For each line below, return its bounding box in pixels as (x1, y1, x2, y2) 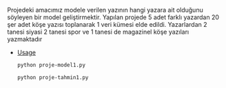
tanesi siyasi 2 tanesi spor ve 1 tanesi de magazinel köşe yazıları (7, 27, 189, 36)
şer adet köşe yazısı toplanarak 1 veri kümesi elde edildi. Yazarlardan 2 (7, 21, 208, 28)
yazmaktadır (7, 35, 43, 43)
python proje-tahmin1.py (17, 74, 89, 81)
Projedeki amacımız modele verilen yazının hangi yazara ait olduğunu (7, 6, 203, 14)
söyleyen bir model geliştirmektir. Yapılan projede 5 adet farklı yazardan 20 (7, 13, 219, 21)
